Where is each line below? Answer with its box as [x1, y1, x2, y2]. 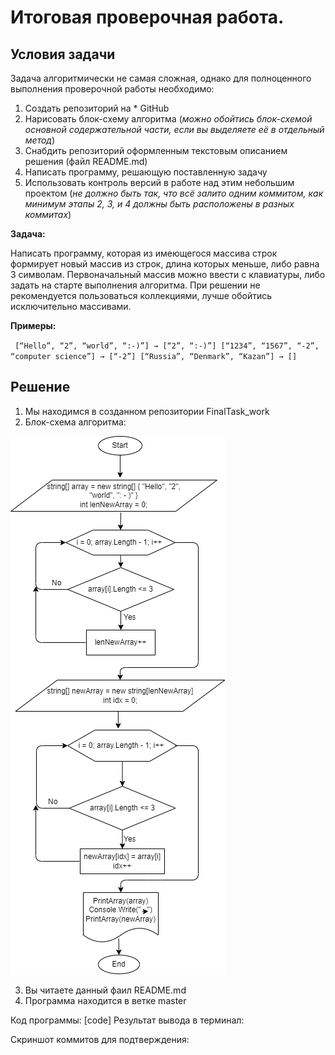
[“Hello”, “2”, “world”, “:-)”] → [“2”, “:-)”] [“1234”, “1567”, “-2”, [14, 341, 320, 351]
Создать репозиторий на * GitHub [24, 102, 170, 114]
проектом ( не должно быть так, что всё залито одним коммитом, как [24, 187, 324, 199]
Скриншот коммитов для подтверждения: [10, 1033, 190, 1045]
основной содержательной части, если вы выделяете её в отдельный [24, 124, 325, 135]
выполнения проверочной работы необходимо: [10, 83, 215, 95]
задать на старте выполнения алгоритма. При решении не [10, 279, 261, 291]
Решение [10, 379, 71, 396]
